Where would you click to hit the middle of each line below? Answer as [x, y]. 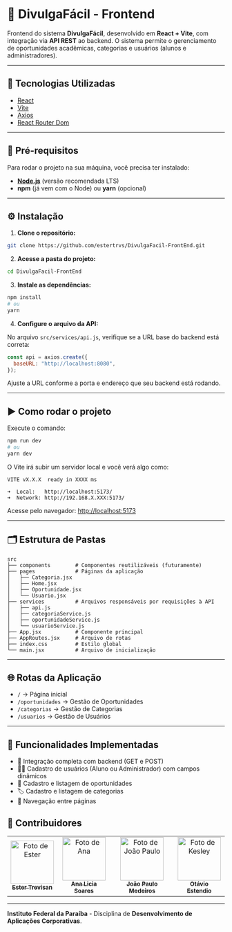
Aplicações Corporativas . [45, 921]
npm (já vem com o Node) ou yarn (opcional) [82, 188]
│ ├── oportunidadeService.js [54, 620]
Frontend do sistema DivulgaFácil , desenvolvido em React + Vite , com [108, 33]
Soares [84, 891]
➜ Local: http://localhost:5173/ [60, 492]
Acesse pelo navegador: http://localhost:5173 [71, 510]
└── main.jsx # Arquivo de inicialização [81, 650]
